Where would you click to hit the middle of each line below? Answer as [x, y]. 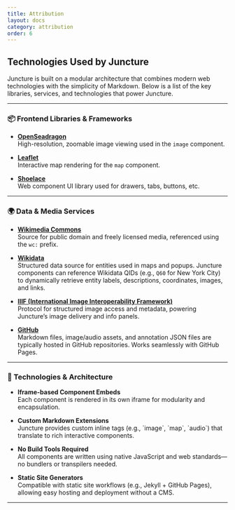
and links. [31, 288]
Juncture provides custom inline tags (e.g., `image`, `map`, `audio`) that [120, 428]
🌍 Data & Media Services [51, 211]
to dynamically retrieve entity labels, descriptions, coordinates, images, [120, 280]
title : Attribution [36, 14]
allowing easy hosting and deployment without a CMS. [96, 492]
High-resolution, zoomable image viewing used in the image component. [121, 144]
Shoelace [31, 179]
